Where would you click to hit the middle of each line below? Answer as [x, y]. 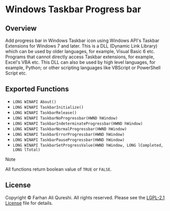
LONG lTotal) [26, 150]
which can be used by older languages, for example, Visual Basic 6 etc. [80, 51]
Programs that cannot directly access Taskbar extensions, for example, [80, 57]
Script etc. [16, 73]
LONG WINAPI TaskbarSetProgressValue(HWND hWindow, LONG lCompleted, [88, 145]
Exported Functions [37, 89]
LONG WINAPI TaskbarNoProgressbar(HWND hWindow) [65, 118]
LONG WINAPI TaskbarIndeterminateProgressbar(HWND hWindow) [78, 124]
